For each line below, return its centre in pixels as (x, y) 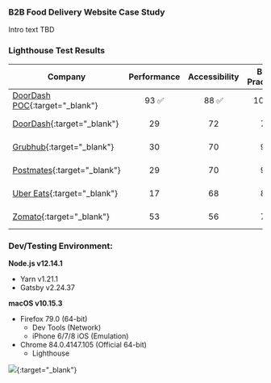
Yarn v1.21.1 (39, 279)
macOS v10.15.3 (35, 303)
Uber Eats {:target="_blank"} (65, 193)
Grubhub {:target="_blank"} (63, 146)
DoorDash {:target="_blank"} (66, 124)
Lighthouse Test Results (57, 51)
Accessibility (214, 77)
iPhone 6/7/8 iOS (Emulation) (80, 336)
